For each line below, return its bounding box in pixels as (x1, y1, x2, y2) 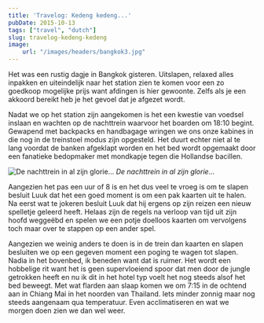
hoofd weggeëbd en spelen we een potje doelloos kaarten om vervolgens (8, 215, 247, 225)
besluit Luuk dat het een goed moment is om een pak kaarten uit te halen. (8, 190, 247, 200)
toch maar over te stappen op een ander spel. (8, 224, 156, 233)
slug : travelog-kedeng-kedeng (8, 33, 108, 42)
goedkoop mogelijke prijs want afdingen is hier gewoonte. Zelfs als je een (8, 86, 246, 95)
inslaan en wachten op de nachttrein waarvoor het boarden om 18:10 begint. (8, 119, 255, 127)
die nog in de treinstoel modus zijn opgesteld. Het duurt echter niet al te (8, 135, 241, 144)
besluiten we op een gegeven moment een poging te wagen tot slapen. (8, 248, 238, 256)
